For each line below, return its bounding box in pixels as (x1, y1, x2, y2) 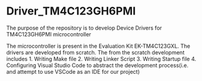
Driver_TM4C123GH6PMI (6, 4, 136, 18)
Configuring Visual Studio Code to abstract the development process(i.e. (6, 62, 189, 69)
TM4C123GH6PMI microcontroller (6, 30, 91, 37)
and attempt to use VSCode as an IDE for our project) (6, 68, 140, 75)
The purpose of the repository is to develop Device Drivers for (6, 24, 162, 31)
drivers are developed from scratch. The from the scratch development (6, 48, 185, 56)
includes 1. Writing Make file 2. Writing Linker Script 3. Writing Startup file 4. (6, 55, 197, 62)
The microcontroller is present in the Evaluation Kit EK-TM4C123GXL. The (6, 42, 190, 50)
